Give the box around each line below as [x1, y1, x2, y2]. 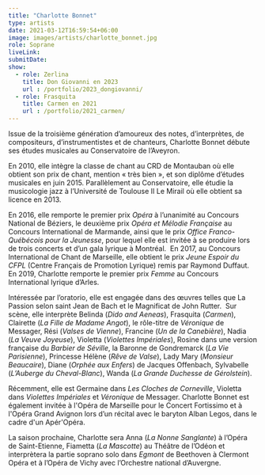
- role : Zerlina [15, 70, 69, 78]
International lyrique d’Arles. [8, 278, 100, 287]
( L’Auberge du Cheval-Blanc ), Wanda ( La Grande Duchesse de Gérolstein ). [8, 369, 252, 378]
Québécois [8, 235, 44, 245]
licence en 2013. [8, 195, 62, 204]
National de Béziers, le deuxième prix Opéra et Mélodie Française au [8, 218, 233, 228]
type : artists [8, 19, 55, 27]
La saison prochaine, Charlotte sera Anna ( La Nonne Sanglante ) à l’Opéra [8, 433, 248, 442]
